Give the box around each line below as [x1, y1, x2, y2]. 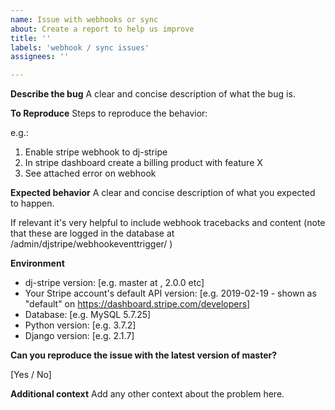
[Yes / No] [10, 369, 52, 381]
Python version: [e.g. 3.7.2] [24, 319, 137, 331]
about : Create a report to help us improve [10, 24, 195, 34]
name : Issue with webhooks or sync [10, 14, 159, 25]
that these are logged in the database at [10, 227, 175, 240]
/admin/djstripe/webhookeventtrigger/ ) [10, 238, 173, 250]
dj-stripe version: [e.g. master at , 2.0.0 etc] [24, 277, 205, 289]
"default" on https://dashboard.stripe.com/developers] [24, 298, 251, 310]
